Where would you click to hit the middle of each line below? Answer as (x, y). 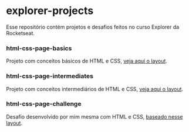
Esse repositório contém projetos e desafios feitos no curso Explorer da (93, 27)
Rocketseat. (21, 33)
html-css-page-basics (39, 48)
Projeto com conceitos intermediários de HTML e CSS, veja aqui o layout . (95, 89)
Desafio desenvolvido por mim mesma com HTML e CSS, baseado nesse (95, 117)
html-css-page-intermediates (50, 76)
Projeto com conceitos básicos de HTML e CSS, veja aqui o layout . (87, 61)
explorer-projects (50, 11)
